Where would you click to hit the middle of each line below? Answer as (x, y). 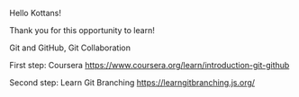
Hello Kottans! (35, 13)
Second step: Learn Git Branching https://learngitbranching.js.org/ (132, 83)
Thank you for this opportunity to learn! (82, 30)
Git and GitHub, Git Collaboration (70, 48)
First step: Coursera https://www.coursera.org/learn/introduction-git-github (149, 65)
